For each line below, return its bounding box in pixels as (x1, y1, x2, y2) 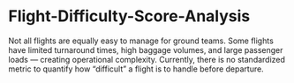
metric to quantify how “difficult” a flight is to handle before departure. (8, 64, 264, 74)
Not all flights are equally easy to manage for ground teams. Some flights (8, 35, 275, 46)
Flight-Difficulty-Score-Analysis (8, 6, 251, 26)
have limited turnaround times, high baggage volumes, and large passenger (8, 44, 283, 55)
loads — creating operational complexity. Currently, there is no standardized (8, 54, 286, 64)
